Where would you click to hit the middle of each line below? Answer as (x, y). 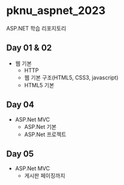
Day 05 (20, 154)
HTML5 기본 (39, 85)
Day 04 (20, 105)
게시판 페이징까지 (45, 176)
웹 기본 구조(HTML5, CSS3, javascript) (71, 78)
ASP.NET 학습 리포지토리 (36, 28)
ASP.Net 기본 (40, 126)
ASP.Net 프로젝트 (45, 134)
